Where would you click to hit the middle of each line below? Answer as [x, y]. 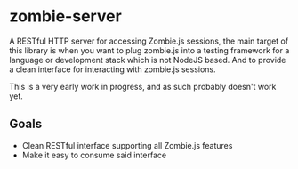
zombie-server [65, 16]
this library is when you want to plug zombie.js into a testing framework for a [149, 50]
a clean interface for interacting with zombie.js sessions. [113, 69]
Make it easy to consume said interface [94, 155]
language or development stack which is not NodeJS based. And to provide [148, 60]
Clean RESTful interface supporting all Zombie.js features [127, 145]
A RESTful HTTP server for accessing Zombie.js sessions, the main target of [149, 41]
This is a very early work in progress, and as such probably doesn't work [143, 86]
